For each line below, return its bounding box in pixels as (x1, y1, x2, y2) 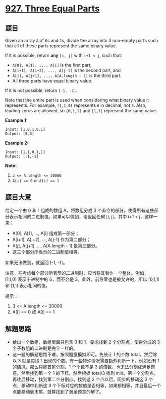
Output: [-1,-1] (5, 154, 39, 159)
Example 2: (5, 140, 29, 146)
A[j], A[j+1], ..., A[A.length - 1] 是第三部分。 (12, 242, 100, 248)
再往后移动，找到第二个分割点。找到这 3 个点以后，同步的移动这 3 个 (12, 376, 153, 382)
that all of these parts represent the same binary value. (5, 43, 117, 49)
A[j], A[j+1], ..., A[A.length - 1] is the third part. (12, 73, 122, 79)
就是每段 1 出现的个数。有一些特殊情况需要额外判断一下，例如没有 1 (22, 357, 160, 363)
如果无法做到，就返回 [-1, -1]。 (5, 259, 68, 265)
